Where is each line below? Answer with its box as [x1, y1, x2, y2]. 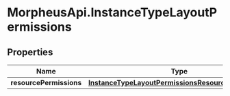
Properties [7, 46, 53, 58]
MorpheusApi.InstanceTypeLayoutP [7, 5, 218, 20]
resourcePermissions [10, 78, 82, 87]
